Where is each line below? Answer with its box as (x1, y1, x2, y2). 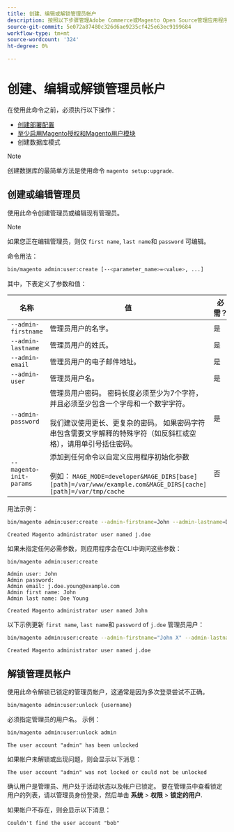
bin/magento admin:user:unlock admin (7, 729, 117, 736)
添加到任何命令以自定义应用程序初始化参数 (49, 452, 189, 461)
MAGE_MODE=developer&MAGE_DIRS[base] (72, 473, 198, 480)
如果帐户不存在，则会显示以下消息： (7, 805, 111, 814)
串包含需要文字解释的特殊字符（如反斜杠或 (49, 428, 189, 438)
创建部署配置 (17, 120, 54, 129)
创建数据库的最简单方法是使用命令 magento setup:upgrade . (7, 166, 174, 175)
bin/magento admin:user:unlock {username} (7, 702, 132, 709)
